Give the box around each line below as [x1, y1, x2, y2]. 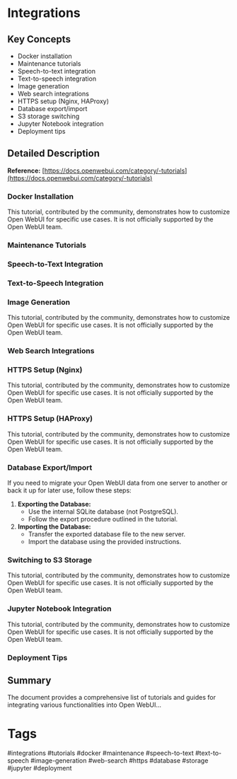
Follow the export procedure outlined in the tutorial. [28, 514, 178, 523]
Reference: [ [7, 166, 45, 175]
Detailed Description [7, 147, 100, 160]
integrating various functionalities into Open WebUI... [7, 700, 161, 709]
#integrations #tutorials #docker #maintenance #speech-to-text [7, 749, 195, 758]
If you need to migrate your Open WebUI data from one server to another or [7, 478, 228, 487]
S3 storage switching [17, 112, 80, 120]
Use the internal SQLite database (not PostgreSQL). [28, 507, 179, 516]
